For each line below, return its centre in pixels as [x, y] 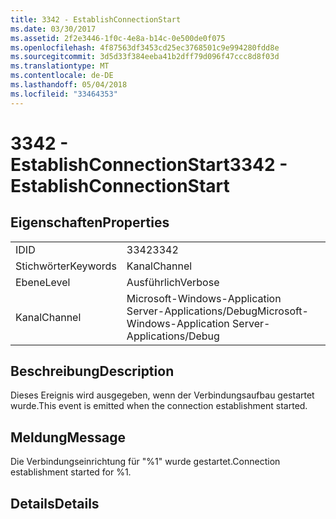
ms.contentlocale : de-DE [62, 76]
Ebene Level [43, 282]
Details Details [55, 503]
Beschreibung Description [92, 371]
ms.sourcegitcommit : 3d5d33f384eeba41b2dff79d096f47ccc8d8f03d [145, 57]
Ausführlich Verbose [173, 282]
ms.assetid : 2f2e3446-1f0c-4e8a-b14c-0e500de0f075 [118, 38]
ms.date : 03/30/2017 [53, 29]
